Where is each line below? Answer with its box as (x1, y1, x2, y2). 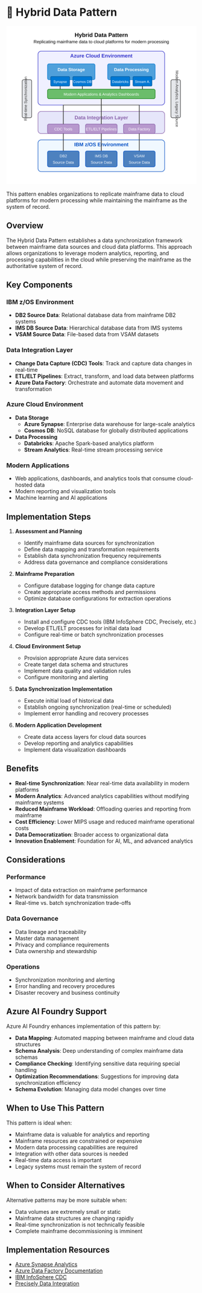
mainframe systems (14, 799, 65, 806)
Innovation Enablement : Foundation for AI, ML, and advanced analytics (14, 837, 194, 844)
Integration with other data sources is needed (14, 1150, 128, 1157)
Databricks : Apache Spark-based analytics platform (24, 439, 154, 447)
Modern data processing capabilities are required (14, 1143, 138, 1151)
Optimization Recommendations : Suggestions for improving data (14, 1073, 179, 1080)
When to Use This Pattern (6, 1103, 104, 1113)
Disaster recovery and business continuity (14, 989, 120, 997)
